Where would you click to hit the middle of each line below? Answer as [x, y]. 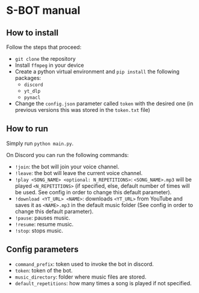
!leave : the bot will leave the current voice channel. [79, 173]
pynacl [32, 97]
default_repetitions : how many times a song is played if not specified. [103, 283]
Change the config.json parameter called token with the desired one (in [104, 103]
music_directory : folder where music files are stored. [81, 277]
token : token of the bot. [44, 270]
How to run [27, 129]
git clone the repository [45, 59]
